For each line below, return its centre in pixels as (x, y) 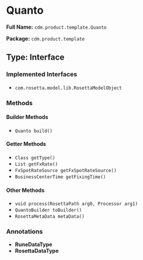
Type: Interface (35, 57)
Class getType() (35, 158)
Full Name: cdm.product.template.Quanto (57, 27)
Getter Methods (26, 144)
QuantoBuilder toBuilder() (48, 210)
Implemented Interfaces (42, 74)
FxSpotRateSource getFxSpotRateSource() (66, 170)
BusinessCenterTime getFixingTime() (60, 177)
